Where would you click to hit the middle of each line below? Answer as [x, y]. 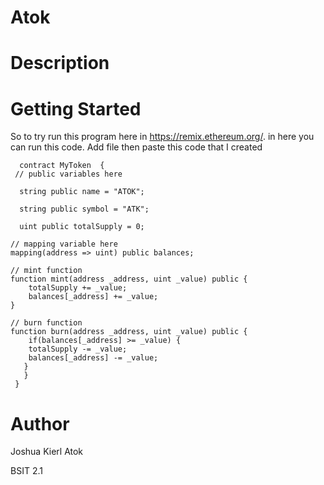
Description [60, 63]
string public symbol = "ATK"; [84, 209]
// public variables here [68, 174]
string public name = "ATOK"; [82, 192]
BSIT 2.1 [26, 471]
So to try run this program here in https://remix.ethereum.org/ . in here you [162, 137]
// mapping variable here [64, 244]
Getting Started [76, 108]
